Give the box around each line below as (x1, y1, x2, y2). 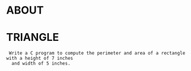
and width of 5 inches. (11, 60, 70, 67)
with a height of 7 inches (6, 56, 73, 62)
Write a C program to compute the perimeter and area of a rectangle (8, 50, 186, 56)
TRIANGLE (6, 31, 60, 44)
